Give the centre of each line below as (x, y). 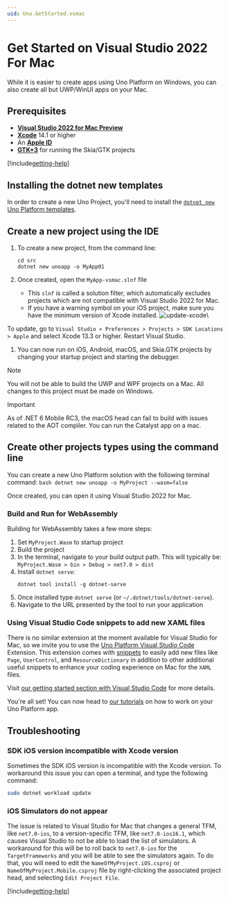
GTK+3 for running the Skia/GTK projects (76, 150)
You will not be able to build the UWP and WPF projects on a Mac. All (106, 384)
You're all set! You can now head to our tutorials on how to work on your (110, 701)
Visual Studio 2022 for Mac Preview (70, 128)
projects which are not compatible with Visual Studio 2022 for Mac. (124, 300)
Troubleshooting (44, 731)
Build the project (41, 550)
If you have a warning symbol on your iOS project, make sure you (121, 308)
